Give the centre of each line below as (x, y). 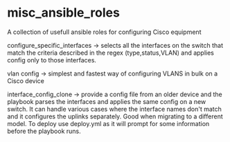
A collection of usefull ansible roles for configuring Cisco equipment (104, 32)
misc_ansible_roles (63, 13)
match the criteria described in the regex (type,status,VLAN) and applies (111, 53)
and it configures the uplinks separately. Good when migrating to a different (115, 116)
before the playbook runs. (44, 131)
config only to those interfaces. (52, 60)
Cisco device (26, 80)
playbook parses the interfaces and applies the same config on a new (107, 101)
